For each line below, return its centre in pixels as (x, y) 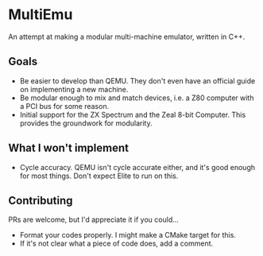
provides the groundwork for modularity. (86, 123)
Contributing (41, 200)
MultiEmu (41, 15)
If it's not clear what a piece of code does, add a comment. (116, 243)
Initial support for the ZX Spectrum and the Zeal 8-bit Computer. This (133, 114)
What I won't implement (69, 148)
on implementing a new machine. (74, 89)
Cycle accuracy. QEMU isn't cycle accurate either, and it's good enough (137, 167)
